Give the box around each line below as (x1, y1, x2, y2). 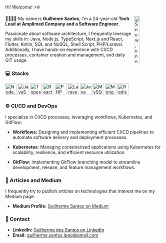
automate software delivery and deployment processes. (12, 134, 127, 140)
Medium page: (5, 193, 35, 199)
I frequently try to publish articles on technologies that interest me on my (5, 188, 155, 194)
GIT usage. (5, 57, 28, 63)
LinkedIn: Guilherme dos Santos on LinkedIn (12, 227, 104, 233)
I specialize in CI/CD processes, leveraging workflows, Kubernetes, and (5, 114, 152, 120)
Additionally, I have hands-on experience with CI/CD (5, 46, 113, 52)
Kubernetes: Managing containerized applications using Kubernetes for (12, 144, 161, 150)
